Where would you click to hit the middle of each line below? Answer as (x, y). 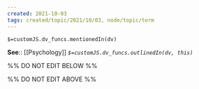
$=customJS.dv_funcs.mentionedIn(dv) (62, 39)
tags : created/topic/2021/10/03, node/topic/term (81, 20)
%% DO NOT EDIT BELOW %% (52, 65)
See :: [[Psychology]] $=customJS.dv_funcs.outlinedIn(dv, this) (100, 52)
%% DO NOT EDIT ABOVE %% (52, 79)
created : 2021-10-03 (37, 14)
